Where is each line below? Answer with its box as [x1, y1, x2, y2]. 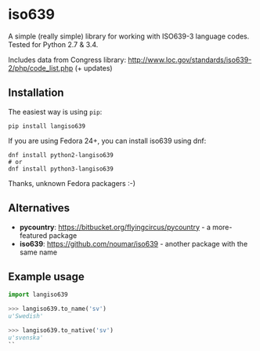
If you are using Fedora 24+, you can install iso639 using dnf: [8, 136, 207, 145]
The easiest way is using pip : [8, 107, 103, 116]
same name [19, 247, 57, 257]
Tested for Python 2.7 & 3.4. [8, 39, 99, 49]
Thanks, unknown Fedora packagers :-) [8, 178, 135, 188]
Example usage [8, 269, 85, 283]
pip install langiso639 [8, 122, 86, 130]
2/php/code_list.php [8, 63, 74, 72]
